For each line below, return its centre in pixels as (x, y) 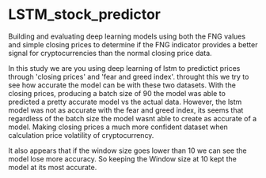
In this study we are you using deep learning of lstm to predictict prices (124, 68)
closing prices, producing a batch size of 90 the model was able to (117, 93)
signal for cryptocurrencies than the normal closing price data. (110, 53)
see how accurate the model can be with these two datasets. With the (122, 85)
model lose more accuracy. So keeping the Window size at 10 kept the (123, 158)
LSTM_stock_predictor (84, 15)
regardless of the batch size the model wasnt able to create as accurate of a (133, 118)
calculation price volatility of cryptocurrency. (81, 135)
